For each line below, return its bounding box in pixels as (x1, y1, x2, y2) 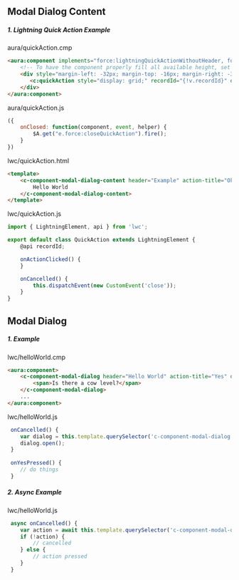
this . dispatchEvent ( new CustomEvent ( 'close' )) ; (33, 281, 176, 289)
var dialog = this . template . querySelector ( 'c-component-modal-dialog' (20, 433, 234, 440)
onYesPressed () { (10, 460, 62, 467)
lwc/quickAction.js (7, 209, 62, 218)
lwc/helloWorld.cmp (7, 353, 66, 361)
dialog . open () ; (20, 440, 65, 447)
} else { (20, 547, 46, 554)
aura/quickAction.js (7, 103, 65, 112)
